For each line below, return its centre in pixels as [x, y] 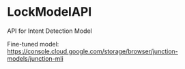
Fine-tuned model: [33, 44]
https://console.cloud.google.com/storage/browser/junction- [93, 51]
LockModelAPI [49, 12]
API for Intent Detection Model [49, 31]
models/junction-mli [35, 58]
